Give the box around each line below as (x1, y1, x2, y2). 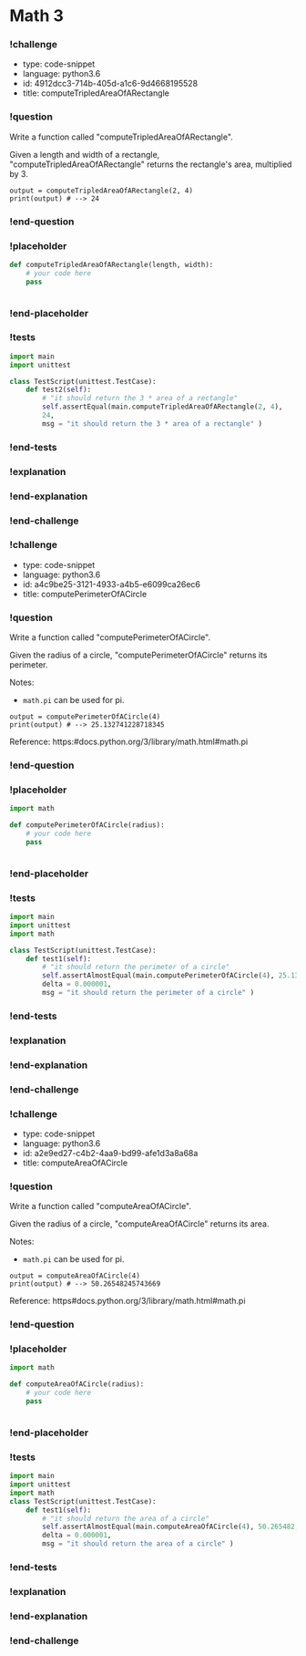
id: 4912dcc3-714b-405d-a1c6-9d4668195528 (22, 78, 199, 89)
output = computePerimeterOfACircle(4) (9, 712, 161, 721)
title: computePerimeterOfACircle (22, 588, 148, 599)
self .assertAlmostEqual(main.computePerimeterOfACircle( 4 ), (42, 971, 275, 980)
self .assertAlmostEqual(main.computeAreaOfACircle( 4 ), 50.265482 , (42, 1522, 300, 1532)
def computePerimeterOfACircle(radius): (9, 821, 166, 830)
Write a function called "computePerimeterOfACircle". (9, 632, 211, 643)
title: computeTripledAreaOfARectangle (22, 88, 170, 98)
